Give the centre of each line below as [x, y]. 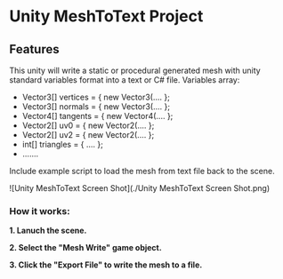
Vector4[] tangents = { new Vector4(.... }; [97, 116]
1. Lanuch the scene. [48, 231]
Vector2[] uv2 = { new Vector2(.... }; [88, 135]
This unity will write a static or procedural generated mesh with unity [135, 70]
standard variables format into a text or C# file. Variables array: [125, 80]
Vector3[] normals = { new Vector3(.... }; [96, 107]
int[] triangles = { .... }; [63, 144]
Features [34, 49]
